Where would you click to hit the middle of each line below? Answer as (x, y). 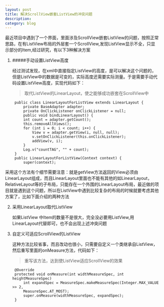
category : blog (20, 23)
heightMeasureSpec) (32, 279)
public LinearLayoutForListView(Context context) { (68, 158)
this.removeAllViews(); (47, 124)
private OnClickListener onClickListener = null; (75, 111)
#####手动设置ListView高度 (40, 60)
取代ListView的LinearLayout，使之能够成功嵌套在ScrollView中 (86, 93)
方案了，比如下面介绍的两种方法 (37, 197)
